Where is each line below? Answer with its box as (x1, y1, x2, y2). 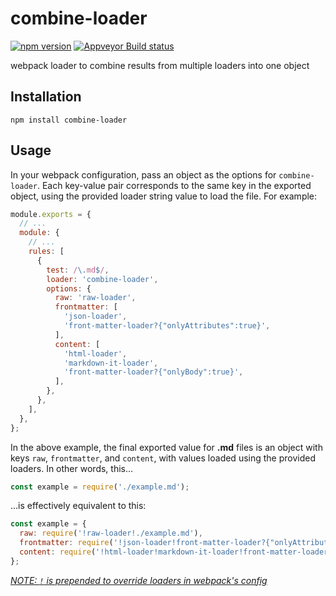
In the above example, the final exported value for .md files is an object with (10, 441, 323, 453)
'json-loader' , (63, 312, 128, 322)
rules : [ (28, 247, 65, 257)
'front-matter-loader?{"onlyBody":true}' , (63, 367, 244, 377)
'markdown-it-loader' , (63, 358, 159, 368)
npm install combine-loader (10, 115, 128, 125)
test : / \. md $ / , (46, 265, 110, 275)
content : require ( (19, 547, 97, 557)
